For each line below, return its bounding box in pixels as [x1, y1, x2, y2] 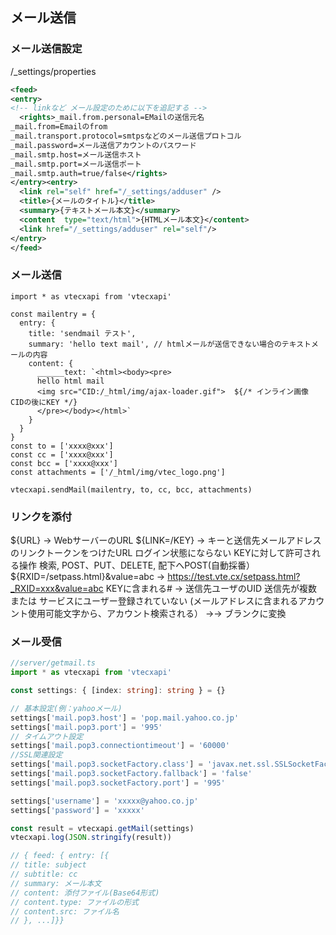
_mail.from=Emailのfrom [10, 122, 108, 132]
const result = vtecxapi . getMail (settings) [10, 823, 195, 833]
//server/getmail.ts [10, 658, 97, 668]
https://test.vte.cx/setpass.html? [167, 571, 301, 583]
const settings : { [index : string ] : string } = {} [10, 686, 226, 696]
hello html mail [36, 376, 105, 386]
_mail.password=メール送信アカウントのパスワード [10, 140, 197, 150]
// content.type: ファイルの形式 [10, 897, 139, 907]
